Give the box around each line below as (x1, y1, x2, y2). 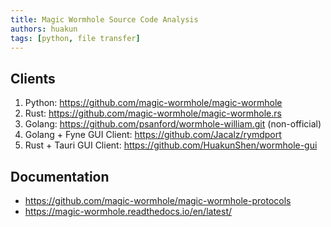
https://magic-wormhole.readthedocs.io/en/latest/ (24, 206, 233, 217)
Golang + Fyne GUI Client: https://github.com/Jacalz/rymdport (24, 129, 282, 141)
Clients (10, 70, 56, 87)
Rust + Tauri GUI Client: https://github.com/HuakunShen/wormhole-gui (24, 139, 318, 151)
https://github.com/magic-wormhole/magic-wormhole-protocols (24, 195, 292, 206)
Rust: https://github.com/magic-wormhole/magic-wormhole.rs (24, 107, 282, 120)
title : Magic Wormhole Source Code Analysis (10, 14, 199, 25)
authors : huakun (10, 24, 78, 34)
